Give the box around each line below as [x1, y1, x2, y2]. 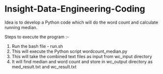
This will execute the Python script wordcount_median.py [11, 48, 128, 54]
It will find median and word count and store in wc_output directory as [11, 59, 153, 64]
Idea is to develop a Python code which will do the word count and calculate [4, 19, 159, 25]
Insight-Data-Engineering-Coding [4, 3, 145, 15]
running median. [4, 24, 38, 30]
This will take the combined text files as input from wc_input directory [11, 53, 152, 59]
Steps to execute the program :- [4, 34, 69, 40]
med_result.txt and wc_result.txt [11, 64, 77, 70]
